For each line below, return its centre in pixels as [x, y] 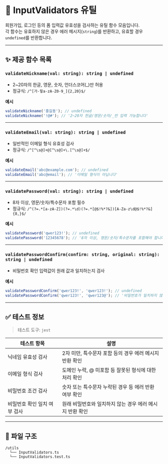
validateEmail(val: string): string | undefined [65, 133]
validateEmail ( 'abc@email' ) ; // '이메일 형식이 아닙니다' [62, 174]
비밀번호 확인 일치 [27, 404]
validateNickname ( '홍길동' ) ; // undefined [48, 111]
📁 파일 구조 [21, 436]
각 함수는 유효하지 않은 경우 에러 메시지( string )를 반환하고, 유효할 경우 [74, 31]
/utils [12, 448]
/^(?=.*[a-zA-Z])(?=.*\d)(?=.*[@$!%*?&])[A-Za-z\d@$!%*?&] [90, 209]
